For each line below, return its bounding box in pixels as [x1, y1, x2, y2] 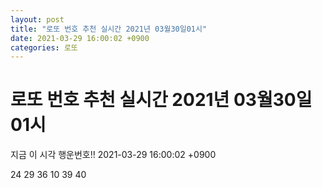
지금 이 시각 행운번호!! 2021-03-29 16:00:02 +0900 [10, 149, 217, 161]
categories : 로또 [10, 42, 78, 53]
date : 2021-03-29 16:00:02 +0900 [10, 33, 150, 43]
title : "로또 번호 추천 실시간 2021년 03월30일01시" [10, 24, 208, 34]
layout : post [10, 14, 65, 25]
